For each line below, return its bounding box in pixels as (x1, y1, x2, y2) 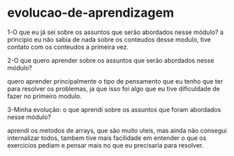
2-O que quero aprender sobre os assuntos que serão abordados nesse (7, 56, 214, 64)
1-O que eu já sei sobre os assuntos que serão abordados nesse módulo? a (7, 28, 224, 36)
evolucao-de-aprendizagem (7, 5, 175, 21)
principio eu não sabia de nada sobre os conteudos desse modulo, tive (7, 35, 212, 43)
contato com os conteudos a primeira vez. (7, 42, 129, 51)
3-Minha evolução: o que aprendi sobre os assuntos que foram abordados (7, 105, 221, 114)
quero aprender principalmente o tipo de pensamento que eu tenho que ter (7, 77, 224, 85)
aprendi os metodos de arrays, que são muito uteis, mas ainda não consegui (7, 126, 227, 134)
